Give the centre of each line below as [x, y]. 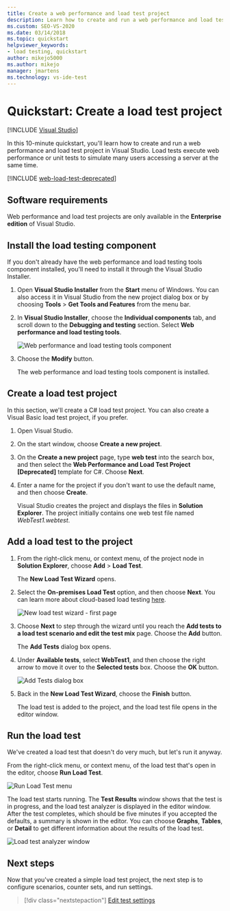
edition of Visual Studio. [41, 224]
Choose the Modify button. [55, 359]
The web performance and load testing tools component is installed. [113, 372]
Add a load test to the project [70, 542]
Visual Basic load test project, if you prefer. [68, 417]
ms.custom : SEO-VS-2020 [41, 26]
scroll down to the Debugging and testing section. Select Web [105, 325]
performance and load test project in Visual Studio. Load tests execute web [113, 151]
